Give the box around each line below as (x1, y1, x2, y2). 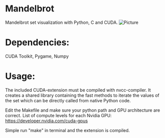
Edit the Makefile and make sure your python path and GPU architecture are (5, 107, 161, 113)
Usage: (5, 70, 36, 82)
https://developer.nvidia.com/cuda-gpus (5, 118, 88, 124)
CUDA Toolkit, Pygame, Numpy (5, 53, 69, 59)
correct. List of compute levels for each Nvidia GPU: (5, 112, 112, 118)
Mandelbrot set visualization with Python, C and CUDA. (5, 19, 118, 25)
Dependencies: (5, 37, 70, 48)
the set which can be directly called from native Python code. (5, 97, 131, 103)
